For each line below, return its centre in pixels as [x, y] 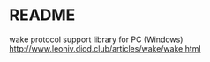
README [42, 15]
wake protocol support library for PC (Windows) [96, 39]
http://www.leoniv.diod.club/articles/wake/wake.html [105, 48]
